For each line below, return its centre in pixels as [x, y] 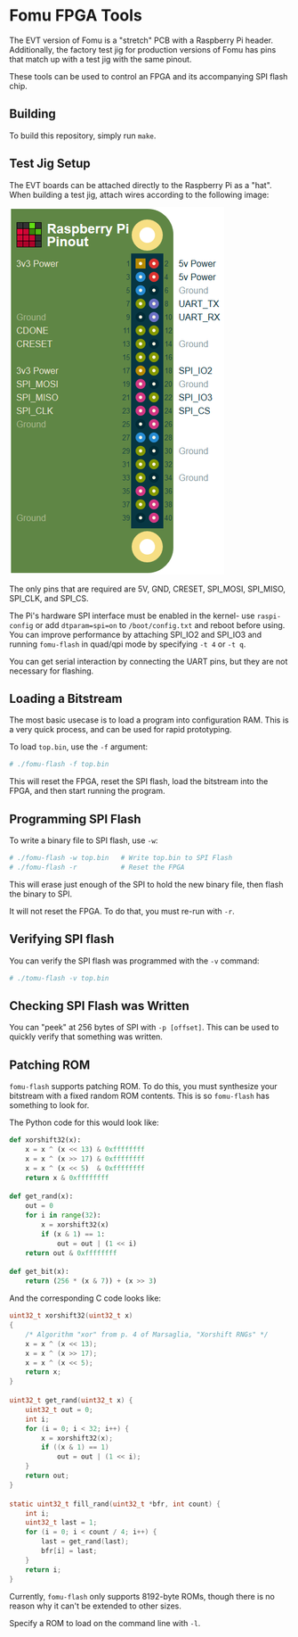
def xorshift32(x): [45, 1140]
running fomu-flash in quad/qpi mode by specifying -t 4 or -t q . [128, 644]
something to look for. [49, 1105]
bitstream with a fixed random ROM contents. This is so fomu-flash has [139, 1096]
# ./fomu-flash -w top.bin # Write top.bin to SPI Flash [121, 858]
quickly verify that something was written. [86, 1037]
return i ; [44, 1570]
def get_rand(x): [41, 1196]
